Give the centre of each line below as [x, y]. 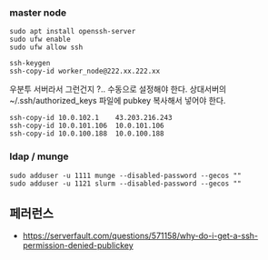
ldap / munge [40, 156]
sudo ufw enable [40, 40]
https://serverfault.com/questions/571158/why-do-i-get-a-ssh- [140, 236]
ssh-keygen [30, 64]
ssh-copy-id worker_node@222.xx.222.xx [85, 71]
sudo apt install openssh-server [73, 32]
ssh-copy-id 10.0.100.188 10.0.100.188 [87, 134]
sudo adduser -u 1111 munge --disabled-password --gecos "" [126, 175]
